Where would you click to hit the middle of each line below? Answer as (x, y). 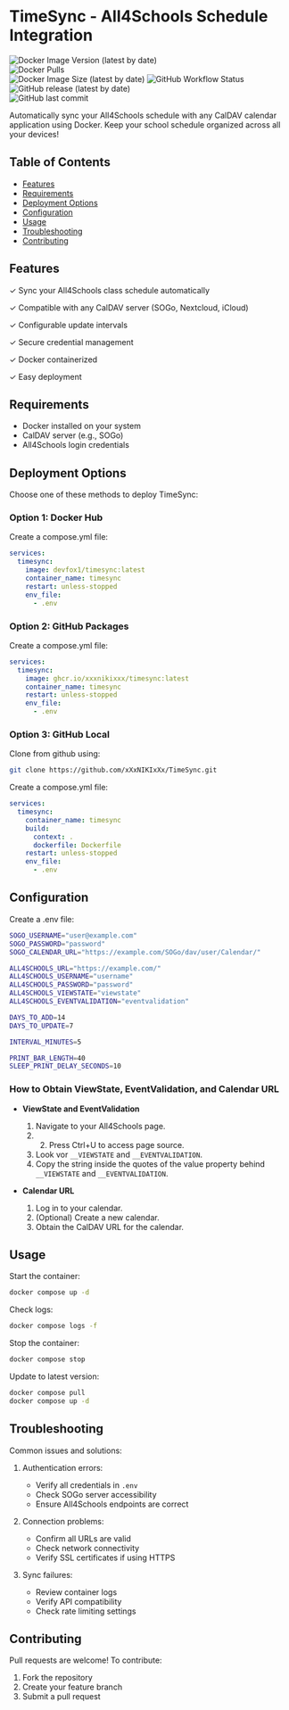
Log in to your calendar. (79, 1208)
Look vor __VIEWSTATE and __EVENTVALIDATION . (119, 1154)
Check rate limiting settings (86, 1611)
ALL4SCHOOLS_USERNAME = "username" (71, 977)
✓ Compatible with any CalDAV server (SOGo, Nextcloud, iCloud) (129, 307)
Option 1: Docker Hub (56, 517)
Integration (51, 35)
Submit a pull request (61, 1697)
